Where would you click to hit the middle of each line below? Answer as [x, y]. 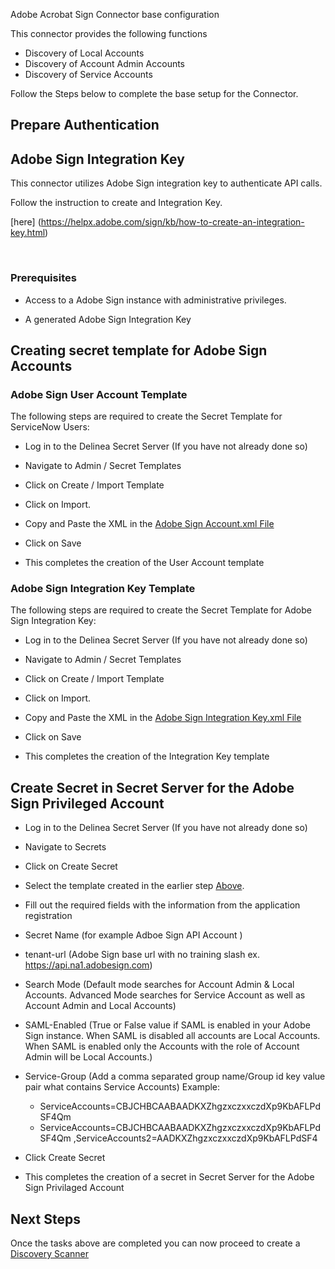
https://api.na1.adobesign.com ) [88, 965]
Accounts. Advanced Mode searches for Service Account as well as [165, 995]
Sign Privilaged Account [74, 1188]
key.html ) [29, 233]
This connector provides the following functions [109, 33]
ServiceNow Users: [50, 427]
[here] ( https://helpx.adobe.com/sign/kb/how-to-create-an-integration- [157, 222]
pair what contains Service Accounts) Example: [122, 1087]
